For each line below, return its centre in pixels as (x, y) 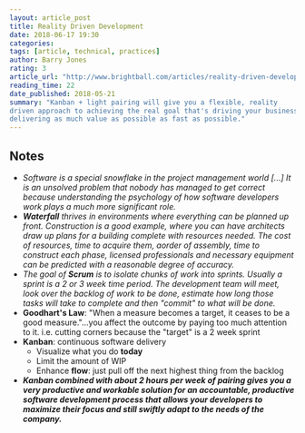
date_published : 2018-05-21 (63, 93)
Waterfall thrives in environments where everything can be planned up (156, 216)
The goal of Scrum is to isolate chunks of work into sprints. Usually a (152, 274)
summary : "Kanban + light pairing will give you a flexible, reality (144, 102)
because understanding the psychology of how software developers (151, 197)
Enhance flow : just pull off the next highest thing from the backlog (160, 370)
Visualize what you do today (89, 351)
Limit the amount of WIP (81, 360)
